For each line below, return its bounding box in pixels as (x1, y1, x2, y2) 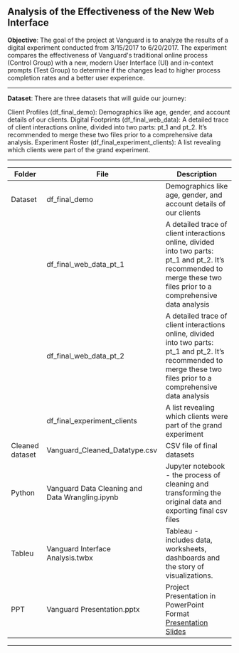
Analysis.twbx (46, 553, 94, 563)
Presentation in (165, 590, 216, 600)
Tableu (11, 548, 34, 558)
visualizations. (165, 570, 213, 580)
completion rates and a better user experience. (7, 73, 145, 82)
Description (176, 169, 218, 179)
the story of (165, 561, 205, 571)
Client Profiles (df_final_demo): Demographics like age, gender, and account (7, 107, 230, 116)
